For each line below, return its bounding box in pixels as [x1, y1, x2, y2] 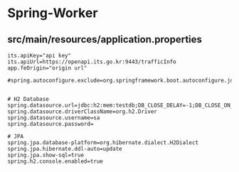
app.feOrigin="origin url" [7, 65, 87, 72]
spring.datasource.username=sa [7, 114, 100, 122]
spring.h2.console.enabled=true [7, 158, 103, 165]
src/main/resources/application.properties [7, 33, 203, 45]
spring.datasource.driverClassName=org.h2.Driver [7, 108, 158, 115]
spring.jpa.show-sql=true [7, 151, 84, 158]
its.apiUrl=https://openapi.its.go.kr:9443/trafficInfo [7, 58, 176, 65]
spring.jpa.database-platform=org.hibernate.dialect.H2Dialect [7, 139, 199, 146]
